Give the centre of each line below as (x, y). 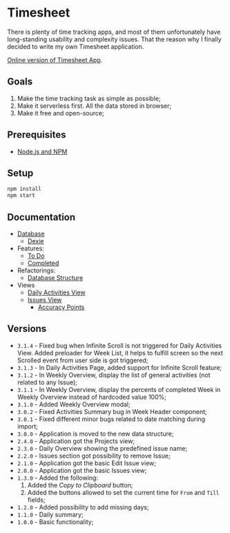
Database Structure (55, 277)
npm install (24, 189)
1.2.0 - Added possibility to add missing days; (83, 507)
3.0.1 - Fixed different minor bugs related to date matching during (111, 419)
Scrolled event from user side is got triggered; (83, 360)
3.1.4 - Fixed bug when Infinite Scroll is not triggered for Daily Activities (119, 345)
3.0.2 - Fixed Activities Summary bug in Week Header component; (112, 411)
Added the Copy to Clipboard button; (80, 485)
